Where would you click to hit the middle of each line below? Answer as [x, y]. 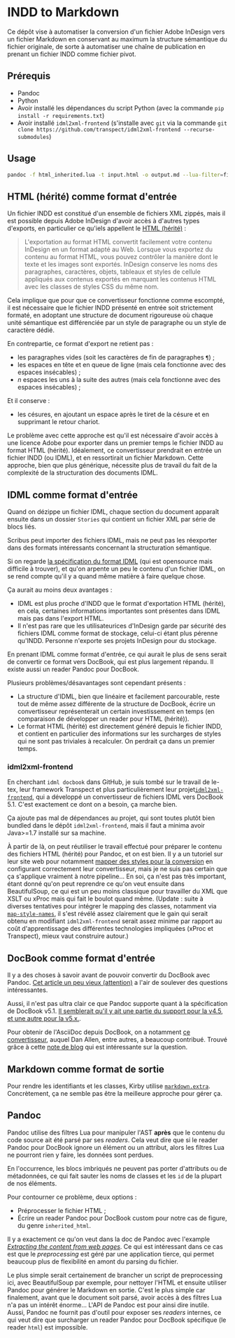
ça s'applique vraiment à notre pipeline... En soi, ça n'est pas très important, [117, 876]
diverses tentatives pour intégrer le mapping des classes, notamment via [112, 906]
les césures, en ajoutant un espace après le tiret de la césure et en [113, 414]
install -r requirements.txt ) [61, 115]
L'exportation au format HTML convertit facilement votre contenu [118, 242]
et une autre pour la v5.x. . [44, 1019]
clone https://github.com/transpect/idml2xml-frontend [99, 130]
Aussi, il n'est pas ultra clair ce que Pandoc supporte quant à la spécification [117, 1004]
